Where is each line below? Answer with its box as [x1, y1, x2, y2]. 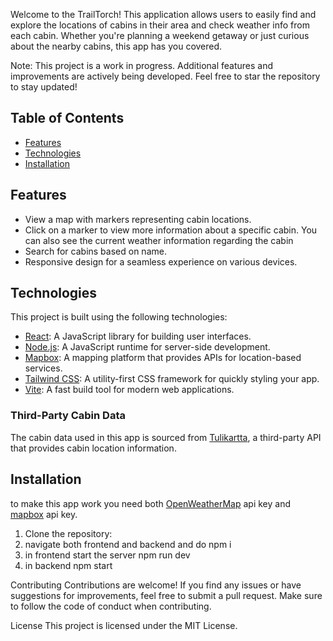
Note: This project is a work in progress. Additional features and [10, 60, 274, 71]
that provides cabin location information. [10, 442, 177, 454]
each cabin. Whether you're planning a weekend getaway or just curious [10, 30, 310, 41]
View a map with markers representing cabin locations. [24, 213, 252, 225]
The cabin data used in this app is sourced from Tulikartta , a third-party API [10, 431, 322, 443]
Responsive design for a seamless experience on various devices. [24, 255, 298, 268]
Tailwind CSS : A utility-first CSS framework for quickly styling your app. [24, 373, 320, 385]
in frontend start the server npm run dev [24, 549, 191, 561]
